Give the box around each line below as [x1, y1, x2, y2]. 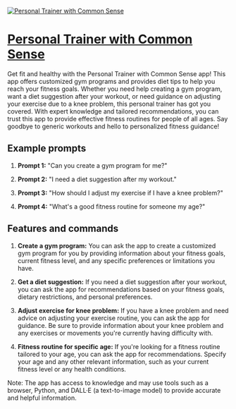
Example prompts [7, 142, 87, 154]
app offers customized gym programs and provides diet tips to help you [7, 77, 216, 85]
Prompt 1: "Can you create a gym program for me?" [17, 161, 168, 169]
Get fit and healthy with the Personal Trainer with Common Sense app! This [7, 69, 226, 78]
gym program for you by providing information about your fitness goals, [17, 249, 226, 257]
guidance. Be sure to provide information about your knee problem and [17, 321, 224, 329]
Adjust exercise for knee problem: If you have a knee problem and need [17, 306, 229, 315]
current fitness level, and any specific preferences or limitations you [17, 256, 216, 264]
